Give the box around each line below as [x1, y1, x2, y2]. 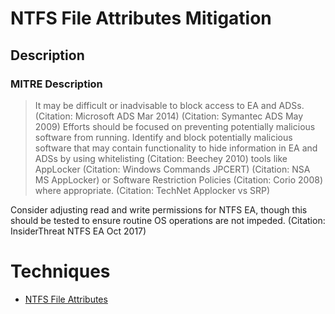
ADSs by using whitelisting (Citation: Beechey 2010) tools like [34, 152, 288, 164]
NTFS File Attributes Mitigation [10, 7, 272, 30]
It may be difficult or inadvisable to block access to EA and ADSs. [34, 99, 305, 111]
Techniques [10, 260, 111, 283]
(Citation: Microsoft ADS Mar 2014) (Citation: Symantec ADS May [34, 110, 304, 122]
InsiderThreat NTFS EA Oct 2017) [10, 225, 147, 237]
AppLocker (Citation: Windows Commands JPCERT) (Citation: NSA [34, 163, 311, 175]
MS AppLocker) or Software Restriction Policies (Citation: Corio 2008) [34, 173, 324, 186]
